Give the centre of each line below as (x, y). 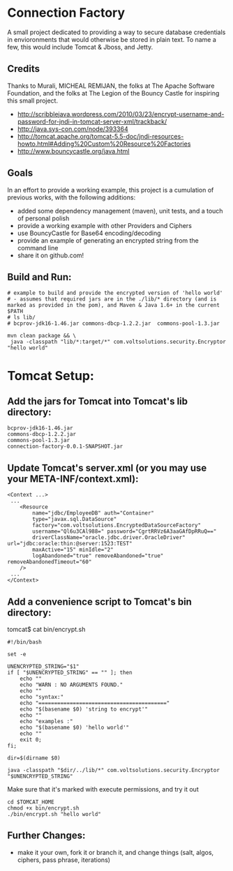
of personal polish (43, 218)
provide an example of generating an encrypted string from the (108, 240)
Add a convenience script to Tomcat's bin (99, 601)
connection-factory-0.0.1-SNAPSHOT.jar (65, 447)
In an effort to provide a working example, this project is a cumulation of (111, 190)
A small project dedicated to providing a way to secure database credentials (116, 32)
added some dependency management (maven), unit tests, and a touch (120, 211)
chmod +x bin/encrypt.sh (43, 808)
